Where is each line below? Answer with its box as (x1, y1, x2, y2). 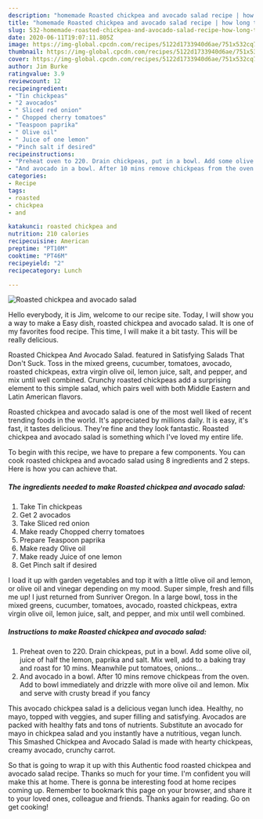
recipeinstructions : (8, 150, 76, 158)
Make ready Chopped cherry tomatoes (19, 527, 145, 536)
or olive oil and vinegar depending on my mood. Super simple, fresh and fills (8, 584, 254, 594)
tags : (8, 186, 26, 195)
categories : (8, 172, 47, 181)
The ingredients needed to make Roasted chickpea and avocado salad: (8, 482, 246, 492)
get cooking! (8, 803, 49, 812)
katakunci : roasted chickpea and (8, 223, 117, 231)
